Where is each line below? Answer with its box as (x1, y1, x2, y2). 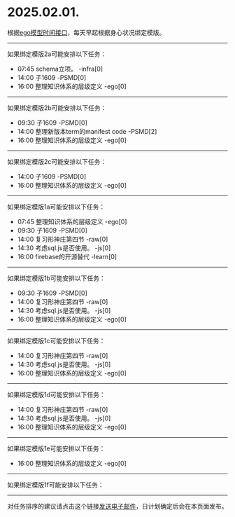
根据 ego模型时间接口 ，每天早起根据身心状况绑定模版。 (7, 28, 166, 36)
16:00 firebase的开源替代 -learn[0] (17, 252, 117, 261)
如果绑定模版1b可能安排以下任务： (7, 274, 106, 282)
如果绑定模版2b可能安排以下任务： (7, 103, 107, 112)
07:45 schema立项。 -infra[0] (17, 64, 104, 73)
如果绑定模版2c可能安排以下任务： (7, 157, 107, 165)
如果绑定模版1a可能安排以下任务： (7, 202, 106, 211)
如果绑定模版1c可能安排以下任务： (7, 336, 106, 345)
